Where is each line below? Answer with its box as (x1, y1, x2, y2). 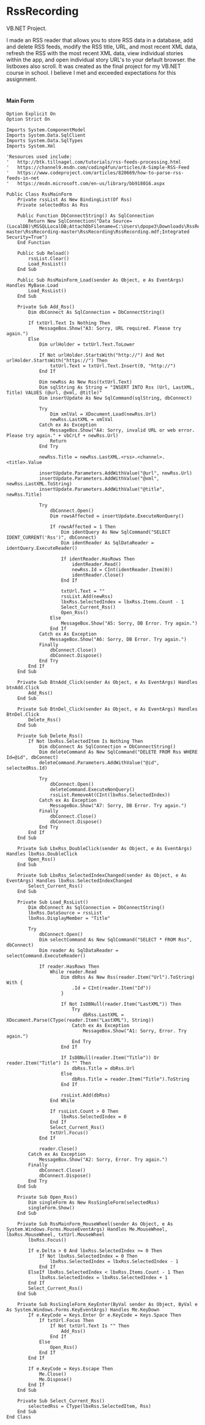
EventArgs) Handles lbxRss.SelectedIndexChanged (6, 878, 132, 884)
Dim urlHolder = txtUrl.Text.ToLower (38, 341, 135, 348)
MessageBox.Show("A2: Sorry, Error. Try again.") (38, 1157, 168, 1163)
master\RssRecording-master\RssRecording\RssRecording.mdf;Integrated (6, 229, 190, 235)
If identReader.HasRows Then (60, 556, 135, 562)
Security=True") (6, 234, 48, 240)
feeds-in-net (6, 175, 40, 181)
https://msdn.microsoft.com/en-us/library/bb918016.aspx (17, 180, 165, 186)
